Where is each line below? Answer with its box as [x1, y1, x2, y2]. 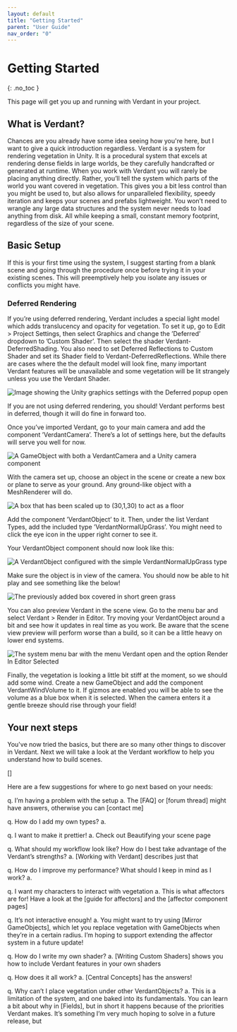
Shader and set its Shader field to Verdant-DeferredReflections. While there [7, 352, 227, 361]
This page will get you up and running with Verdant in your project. [7, 97, 201, 106]
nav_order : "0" [7, 30, 52, 37]
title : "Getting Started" [7, 17, 83, 24]
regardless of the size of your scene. [7, 220, 114, 227]
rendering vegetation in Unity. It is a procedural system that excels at [7, 152, 207, 160]
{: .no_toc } [7, 84, 39, 92]
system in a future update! [7, 938, 84, 947]
